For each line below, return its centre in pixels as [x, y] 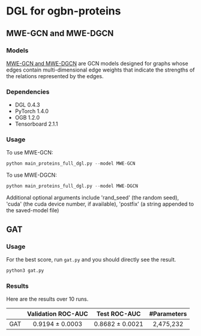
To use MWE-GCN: [30, 153]
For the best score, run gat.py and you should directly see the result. [91, 259]
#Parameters [168, 314]
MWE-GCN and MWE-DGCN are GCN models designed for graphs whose [97, 63]
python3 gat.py [25, 270]
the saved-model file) [33, 210]
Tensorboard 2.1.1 [36, 124]
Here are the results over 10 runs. [47, 299]
